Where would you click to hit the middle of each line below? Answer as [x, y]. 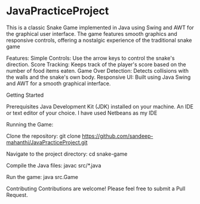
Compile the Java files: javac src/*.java [54, 165]
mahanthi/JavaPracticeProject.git [47, 142]
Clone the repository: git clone [44, 136]
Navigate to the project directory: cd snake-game [67, 154]
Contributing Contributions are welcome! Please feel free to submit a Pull [96, 188]
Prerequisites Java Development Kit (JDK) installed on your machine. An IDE [100, 106]
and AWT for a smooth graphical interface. [59, 83]
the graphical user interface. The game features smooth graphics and [92, 33]
